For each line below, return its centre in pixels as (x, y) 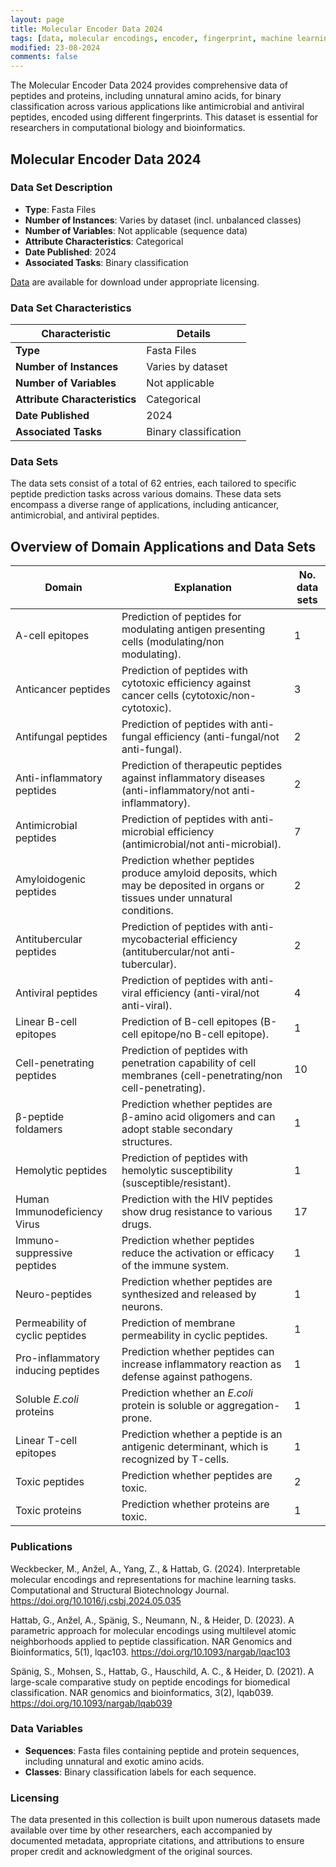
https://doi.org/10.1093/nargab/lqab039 (91, 1703)
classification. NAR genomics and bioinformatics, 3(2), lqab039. (142, 1692)
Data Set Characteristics (71, 308)
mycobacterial (155, 939)
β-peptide (40, 1117)
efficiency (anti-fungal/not (216, 737)
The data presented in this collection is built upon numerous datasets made (165, 1820)
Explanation (203, 588)
